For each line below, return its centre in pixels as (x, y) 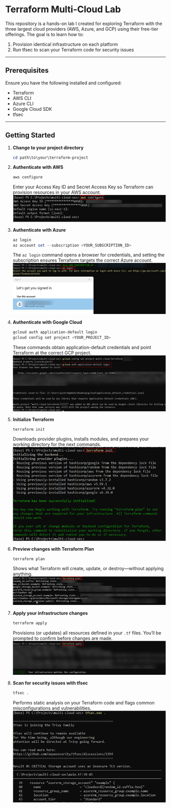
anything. (22, 574)
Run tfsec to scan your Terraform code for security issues (73, 50)
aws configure (27, 177)
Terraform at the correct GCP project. (52, 353)
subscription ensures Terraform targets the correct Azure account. (82, 260)
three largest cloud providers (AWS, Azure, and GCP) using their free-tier (82, 29)
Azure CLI (23, 104)
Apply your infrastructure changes (50, 613)
